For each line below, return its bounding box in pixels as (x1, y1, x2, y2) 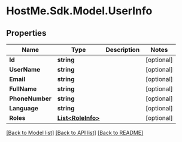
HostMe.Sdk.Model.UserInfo (6, 4, 153, 18)
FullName (9, 85, 37, 93)
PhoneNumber (9, 94, 52, 103)
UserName (9, 66, 41, 73)
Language (9, 104, 39, 112)
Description (105, 46, 140, 54)
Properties (6, 28, 47, 38)
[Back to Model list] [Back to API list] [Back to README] (6, 129, 144, 136)
